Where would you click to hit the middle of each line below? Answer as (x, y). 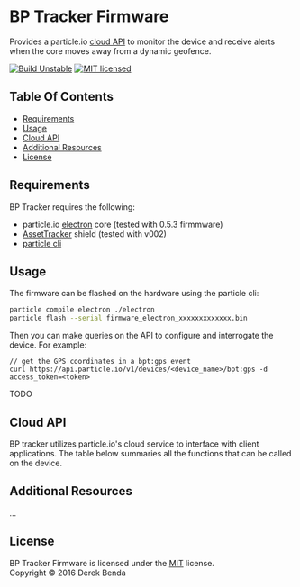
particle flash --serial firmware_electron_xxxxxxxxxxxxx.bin (128, 318)
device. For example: (48, 345)
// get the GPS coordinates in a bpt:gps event (100, 362)
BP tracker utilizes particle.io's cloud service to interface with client (134, 444)
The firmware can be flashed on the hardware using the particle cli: (134, 293)
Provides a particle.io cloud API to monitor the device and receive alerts (142, 41)
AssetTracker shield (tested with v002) (94, 234)
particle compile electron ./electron (82, 310)
